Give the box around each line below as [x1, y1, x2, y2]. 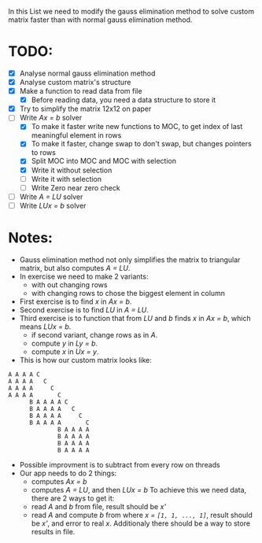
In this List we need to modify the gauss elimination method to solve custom [8, 7, 254, 16]
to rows [31, 148, 57, 157]
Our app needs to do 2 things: [19, 468, 117, 478]
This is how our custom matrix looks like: [19, 355, 152, 364]
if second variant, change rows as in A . [31, 330, 158, 339]
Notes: [8, 229, 54, 246]
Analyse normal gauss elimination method [19, 68, 156, 78]
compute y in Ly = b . [31, 338, 98, 348]
